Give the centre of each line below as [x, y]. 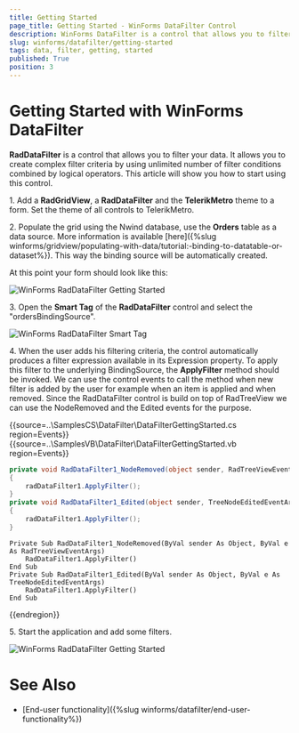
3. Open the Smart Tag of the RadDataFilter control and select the [131, 307]
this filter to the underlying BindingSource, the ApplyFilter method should [144, 369]
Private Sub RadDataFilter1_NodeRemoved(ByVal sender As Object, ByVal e [149, 544]
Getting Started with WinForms [126, 111]
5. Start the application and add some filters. [90, 632]
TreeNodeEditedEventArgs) [57, 582]
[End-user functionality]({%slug [81, 709]
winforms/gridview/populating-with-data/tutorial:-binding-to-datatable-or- [146, 246]
